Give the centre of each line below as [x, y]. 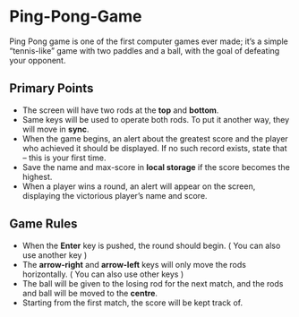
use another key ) [55, 255]
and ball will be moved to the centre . [90, 293]
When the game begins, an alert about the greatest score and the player [155, 138]
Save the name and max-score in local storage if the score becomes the [156, 167]
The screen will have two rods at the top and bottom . [120, 110]
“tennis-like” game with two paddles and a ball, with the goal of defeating [145, 50]
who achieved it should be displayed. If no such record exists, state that [154, 148]
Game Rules [43, 224]
